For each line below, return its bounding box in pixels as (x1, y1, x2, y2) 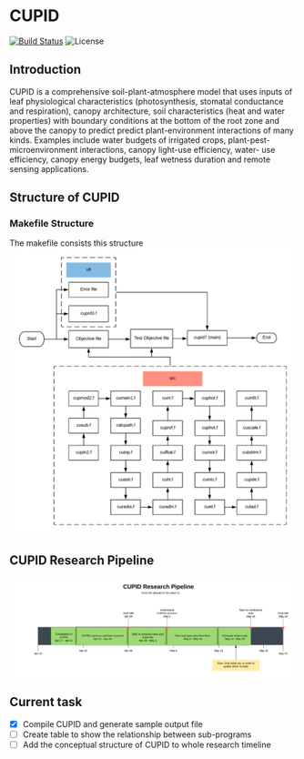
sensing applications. (9, 163, 89, 174)
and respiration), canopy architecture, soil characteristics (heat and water (9, 106, 285, 116)
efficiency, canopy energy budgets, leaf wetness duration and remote (9, 154, 271, 165)
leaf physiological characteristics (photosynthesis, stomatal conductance (9, 96, 284, 106)
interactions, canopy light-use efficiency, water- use (79, 144, 276, 155)
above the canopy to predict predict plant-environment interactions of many (9, 125, 294, 136)
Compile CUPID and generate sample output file (22, 718, 203, 729)
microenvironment (9, 144, 78, 155)
